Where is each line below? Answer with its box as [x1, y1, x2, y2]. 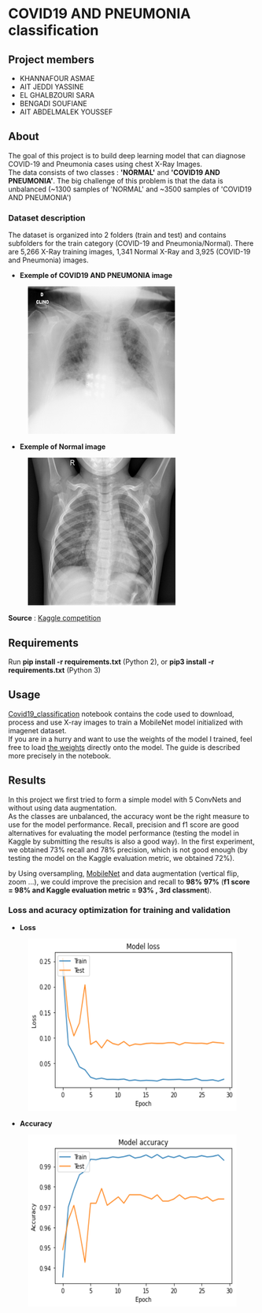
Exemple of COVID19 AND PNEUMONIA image [19, 271, 173, 280]
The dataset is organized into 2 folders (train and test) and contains [8, 230, 227, 240]
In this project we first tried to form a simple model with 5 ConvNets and [8, 795, 242, 804]
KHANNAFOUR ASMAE [19, 74, 95, 83]
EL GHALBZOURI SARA [19, 91, 95, 99]
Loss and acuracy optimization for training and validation [8, 905, 231, 916]
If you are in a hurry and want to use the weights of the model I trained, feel [8, 734, 253, 744]
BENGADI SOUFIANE [19, 99, 88, 108]
